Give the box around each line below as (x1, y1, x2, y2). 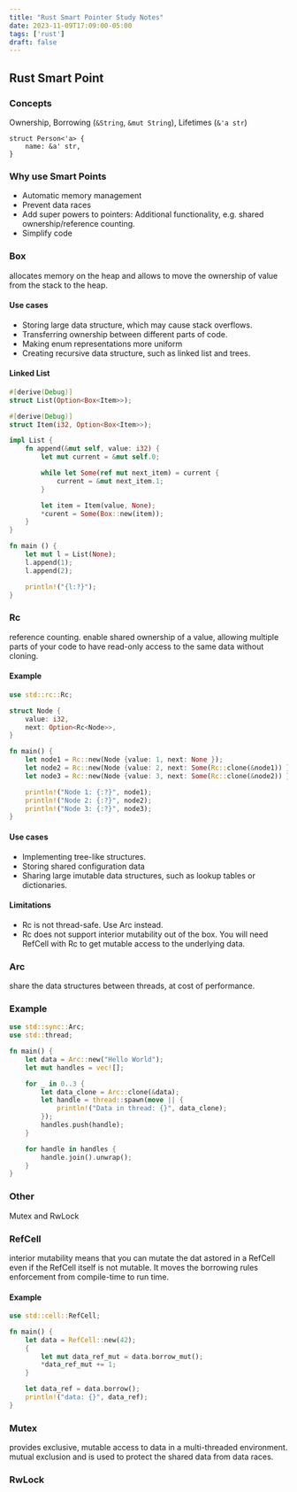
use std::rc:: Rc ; (9, 690, 73, 700)
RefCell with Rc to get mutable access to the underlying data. (21, 938, 246, 948)
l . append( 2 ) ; (25, 566, 73, 576)
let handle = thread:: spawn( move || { (41, 1095, 184, 1105)
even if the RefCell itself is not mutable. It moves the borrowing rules (9, 1262, 259, 1272)
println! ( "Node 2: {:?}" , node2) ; (25, 796, 152, 805)
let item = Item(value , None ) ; (41, 501, 156, 510)
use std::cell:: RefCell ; (9, 1311, 101, 1320)
